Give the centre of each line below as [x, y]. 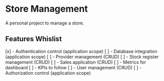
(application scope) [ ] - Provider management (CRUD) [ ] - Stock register [82, 57]
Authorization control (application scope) [48, 73]
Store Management [46, 9]
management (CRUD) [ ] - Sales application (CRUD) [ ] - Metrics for [76, 62]
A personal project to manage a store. [45, 23]
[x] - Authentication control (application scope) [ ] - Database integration [81, 51]
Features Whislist [34, 39]
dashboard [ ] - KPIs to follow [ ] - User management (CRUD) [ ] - [74, 67]
